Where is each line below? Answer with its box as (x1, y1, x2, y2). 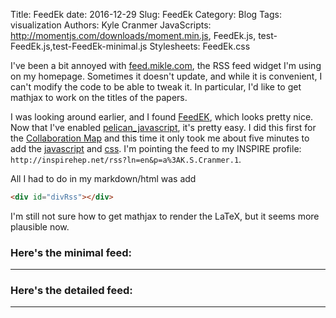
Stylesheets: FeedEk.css (149, 40, 251, 52)
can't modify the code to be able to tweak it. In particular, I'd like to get (10, 81, 302, 93)
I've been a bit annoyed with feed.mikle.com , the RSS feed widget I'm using (10, 60, 322, 71)
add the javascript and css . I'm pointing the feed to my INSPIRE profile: (10, 143, 302, 154)
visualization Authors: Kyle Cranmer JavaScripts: (10, 19, 212, 31)
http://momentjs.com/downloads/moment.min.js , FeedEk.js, (10, 30, 257, 41)
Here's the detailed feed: (10, 284, 133, 298)
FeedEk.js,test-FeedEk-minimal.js (10, 40, 148, 52)
